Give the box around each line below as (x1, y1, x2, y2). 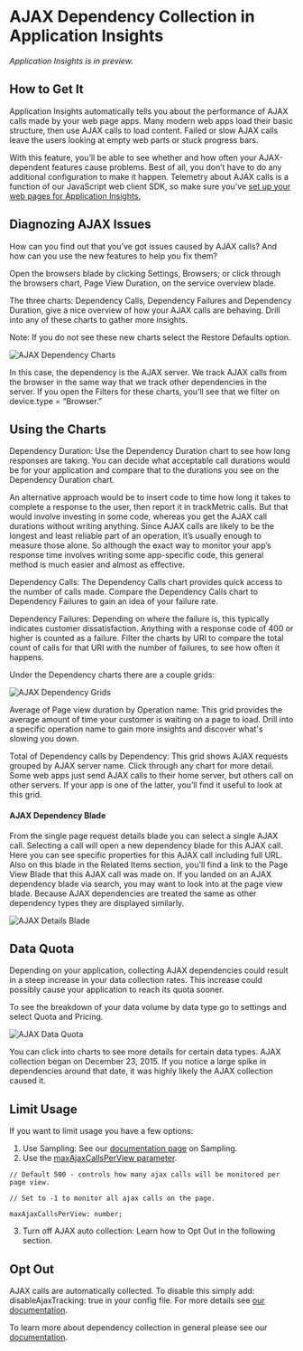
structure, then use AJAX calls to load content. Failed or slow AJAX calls (9, 125, 279, 136)
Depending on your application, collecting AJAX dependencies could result (9, 965, 289, 976)
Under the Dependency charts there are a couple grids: (9, 669, 215, 680)
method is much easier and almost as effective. (9, 559, 186, 571)
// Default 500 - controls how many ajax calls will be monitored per (9, 1170, 280, 1179)
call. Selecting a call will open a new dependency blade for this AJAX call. (9, 839, 284, 851)
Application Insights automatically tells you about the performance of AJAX (9, 106, 289, 117)
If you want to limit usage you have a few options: (9, 1126, 194, 1137)
